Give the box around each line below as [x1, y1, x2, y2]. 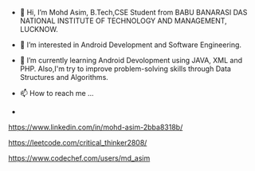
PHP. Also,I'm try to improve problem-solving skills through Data [19, 64, 231, 74]
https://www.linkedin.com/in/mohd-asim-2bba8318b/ [8, 122, 183, 132]
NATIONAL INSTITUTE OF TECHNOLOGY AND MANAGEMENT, [19, 16, 227, 26]
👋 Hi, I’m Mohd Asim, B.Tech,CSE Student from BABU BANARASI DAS [19, 8, 248, 17]
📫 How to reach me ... [19, 89, 94, 97]
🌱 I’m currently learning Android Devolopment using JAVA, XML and [19, 56, 243, 65]
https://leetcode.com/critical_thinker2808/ [8, 138, 147, 147]
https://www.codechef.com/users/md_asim [8, 153, 151, 163]
